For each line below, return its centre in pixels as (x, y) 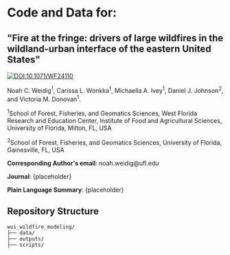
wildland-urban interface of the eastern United (109, 48)
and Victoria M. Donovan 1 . (44, 98)
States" (24, 59)
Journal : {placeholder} (39, 176)
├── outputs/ (26, 239)
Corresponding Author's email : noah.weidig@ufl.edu (83, 163)
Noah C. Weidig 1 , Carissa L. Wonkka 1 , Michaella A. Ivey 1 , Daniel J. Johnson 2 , (115, 90)
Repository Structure (53, 211)
